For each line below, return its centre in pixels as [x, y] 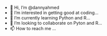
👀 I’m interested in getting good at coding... [54, 13]
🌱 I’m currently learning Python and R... [50, 18]
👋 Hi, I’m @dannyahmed [35, 8]
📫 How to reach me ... [33, 28]
